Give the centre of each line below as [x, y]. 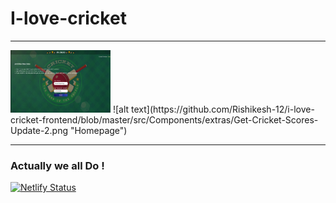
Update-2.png [39, 130]
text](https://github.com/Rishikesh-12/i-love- [223, 109]
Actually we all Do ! [57, 165]
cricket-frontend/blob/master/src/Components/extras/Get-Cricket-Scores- [164, 119]
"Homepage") [98, 130]
